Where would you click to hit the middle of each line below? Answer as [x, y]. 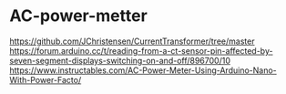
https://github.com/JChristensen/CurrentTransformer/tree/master [132, 41]
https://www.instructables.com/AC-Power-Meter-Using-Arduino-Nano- [143, 70]
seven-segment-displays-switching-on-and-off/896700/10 [120, 60]
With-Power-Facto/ [46, 79]
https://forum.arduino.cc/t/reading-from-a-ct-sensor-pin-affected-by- [141, 50]
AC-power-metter [78, 16]
